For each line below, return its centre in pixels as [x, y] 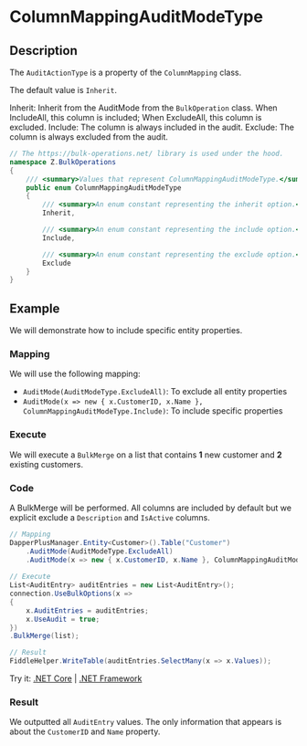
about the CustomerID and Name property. [85, 731]
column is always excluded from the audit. [89, 137]
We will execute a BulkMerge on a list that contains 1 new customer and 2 [146, 455]
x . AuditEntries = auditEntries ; [87, 610]
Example [35, 308]
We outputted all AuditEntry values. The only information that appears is [146, 722]
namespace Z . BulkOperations [63, 162]
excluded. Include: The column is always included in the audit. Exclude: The [152, 127]
